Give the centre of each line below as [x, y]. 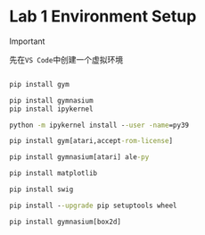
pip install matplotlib [53, 173]
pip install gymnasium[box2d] [66, 222]
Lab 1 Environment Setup [103, 17]
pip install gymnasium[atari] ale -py [79, 157]
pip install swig [41, 189]
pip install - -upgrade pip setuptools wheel [93, 206]
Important [27, 41]
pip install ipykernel [51, 109]
